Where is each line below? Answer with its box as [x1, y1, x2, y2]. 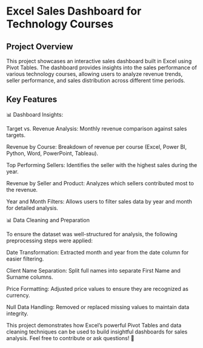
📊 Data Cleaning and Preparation [6, 216, 90, 223]
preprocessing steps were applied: [6, 237, 93, 244]
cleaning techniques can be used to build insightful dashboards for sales [6, 328, 188, 335]
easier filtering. [6, 255, 44, 262]
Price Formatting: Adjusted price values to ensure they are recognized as [6, 285, 189, 292]
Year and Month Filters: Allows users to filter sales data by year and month [6, 197, 193, 205]
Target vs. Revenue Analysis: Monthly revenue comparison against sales [6, 125, 187, 132]
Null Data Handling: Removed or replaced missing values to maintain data [6, 303, 190, 310]
